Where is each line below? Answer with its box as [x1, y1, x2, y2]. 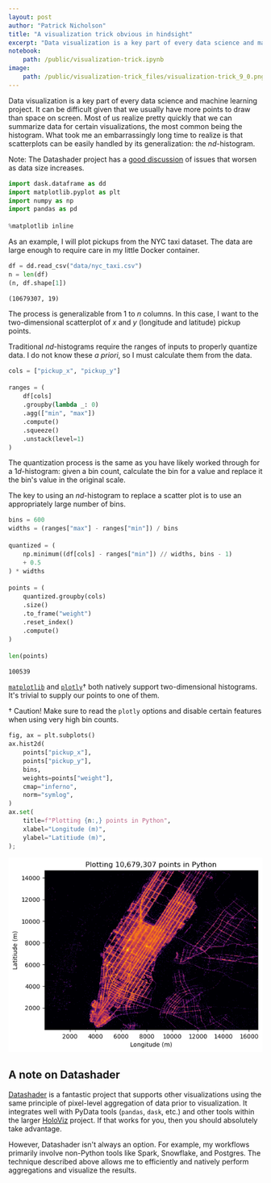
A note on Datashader [8, 1068, 121, 1082]
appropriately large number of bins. [8, 499, 127, 509]
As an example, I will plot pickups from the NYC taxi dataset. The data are [8, 237, 253, 246]
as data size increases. [8, 162, 85, 173]
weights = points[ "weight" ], [23, 774, 114, 782]
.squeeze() [23, 426, 60, 434]
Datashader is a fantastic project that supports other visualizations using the [8, 1089, 262, 1099]
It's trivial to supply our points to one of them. [8, 690, 160, 700]
